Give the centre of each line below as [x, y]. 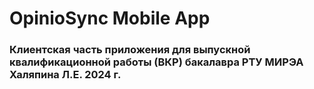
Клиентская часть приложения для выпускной [130, 50]
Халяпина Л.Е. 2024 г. [65, 75]
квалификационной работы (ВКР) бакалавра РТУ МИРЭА [156, 62]
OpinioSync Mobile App [110, 18]
